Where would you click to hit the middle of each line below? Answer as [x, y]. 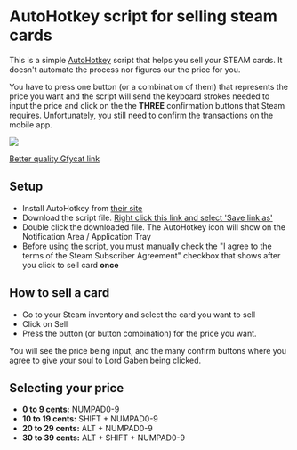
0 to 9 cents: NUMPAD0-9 [71, 409]
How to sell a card [60, 293]
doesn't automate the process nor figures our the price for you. [125, 70]
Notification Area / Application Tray [86, 236]
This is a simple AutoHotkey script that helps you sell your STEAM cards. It [146, 60]
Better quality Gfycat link [55, 159]
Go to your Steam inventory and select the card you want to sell [139, 315]
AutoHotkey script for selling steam [144, 16]
